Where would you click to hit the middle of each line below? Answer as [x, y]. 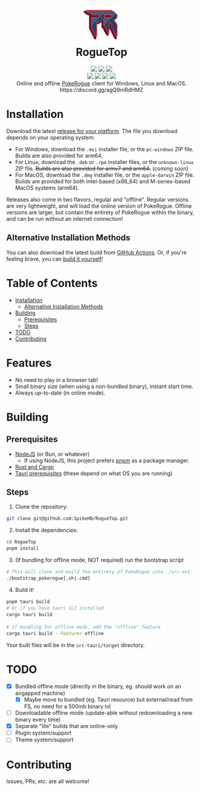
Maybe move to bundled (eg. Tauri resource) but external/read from [108, 700]
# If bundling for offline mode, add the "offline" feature [84, 627]
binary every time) [38, 720]
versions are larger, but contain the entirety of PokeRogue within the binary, [100, 212]
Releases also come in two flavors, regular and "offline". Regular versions [98, 199]
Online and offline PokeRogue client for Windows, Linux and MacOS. [102, 83]
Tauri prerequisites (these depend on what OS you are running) [94, 473]
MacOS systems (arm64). [47, 188]
